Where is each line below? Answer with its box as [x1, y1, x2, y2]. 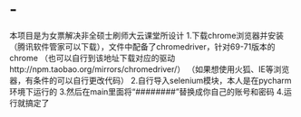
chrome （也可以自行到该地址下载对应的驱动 [9, 52, 176, 63]
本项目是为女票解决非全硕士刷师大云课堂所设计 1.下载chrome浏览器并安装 [9, 30, 284, 40]
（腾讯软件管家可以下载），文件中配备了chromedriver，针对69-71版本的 [9, 40, 276, 52]
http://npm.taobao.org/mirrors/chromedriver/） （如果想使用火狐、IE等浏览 [9, 63, 290, 75]
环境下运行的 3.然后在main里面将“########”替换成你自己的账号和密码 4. [9, 85, 284, 97]
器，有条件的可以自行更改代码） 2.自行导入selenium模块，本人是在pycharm [9, 75, 292, 85]
